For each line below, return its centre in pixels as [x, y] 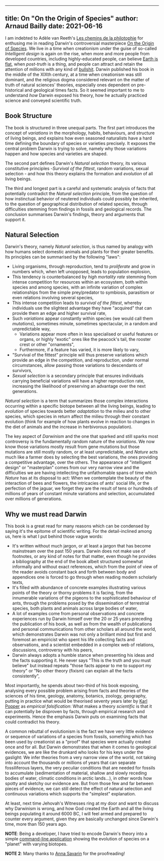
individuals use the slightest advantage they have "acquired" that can [82, 308]
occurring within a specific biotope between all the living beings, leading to [81, 406]
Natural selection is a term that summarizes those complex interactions [77, 401]
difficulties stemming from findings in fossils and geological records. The [78, 209]
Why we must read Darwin [46, 514]
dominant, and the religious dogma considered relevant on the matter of [77, 79]
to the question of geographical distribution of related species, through [76, 204]
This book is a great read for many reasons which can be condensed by [77, 526]
